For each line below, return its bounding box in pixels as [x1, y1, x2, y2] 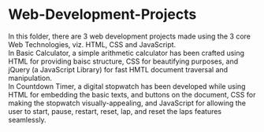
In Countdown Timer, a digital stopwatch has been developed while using [8, 81, 246, 91]
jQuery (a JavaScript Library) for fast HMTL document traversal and [8, 64, 229, 74]
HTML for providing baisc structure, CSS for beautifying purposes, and [8, 57, 239, 66]
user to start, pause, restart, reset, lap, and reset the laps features [8, 106, 222, 115]
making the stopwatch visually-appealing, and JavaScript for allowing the [8, 98, 247, 108]
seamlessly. [8, 115, 46, 124]
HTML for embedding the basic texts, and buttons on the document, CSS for [8, 90, 256, 99]
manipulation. [8, 73, 53, 82]
